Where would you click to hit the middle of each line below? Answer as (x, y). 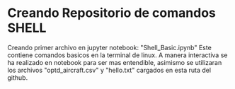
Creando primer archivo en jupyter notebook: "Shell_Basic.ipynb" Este (110, 47)
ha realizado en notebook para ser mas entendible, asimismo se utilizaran (115, 62)
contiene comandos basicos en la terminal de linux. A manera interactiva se (117, 55)
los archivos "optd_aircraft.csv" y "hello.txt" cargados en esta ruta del (109, 70)
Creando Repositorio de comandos (111, 13)
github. (18, 77)
